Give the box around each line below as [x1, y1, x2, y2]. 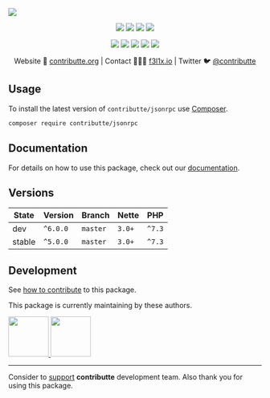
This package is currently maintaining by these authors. [8, 301, 193, 311]
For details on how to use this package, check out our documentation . [8, 163, 240, 173]
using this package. [8, 381, 74, 391]
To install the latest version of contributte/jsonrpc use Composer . [8, 104, 228, 113]
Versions [8, 185, 55, 200]
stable [12, 237, 36, 248]
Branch [81, 209, 110, 221]
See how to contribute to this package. [8, 285, 137, 294]
